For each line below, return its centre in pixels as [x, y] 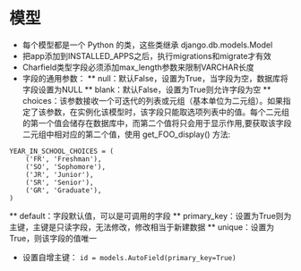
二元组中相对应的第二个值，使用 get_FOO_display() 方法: [126, 134]
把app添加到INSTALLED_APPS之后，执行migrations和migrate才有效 [146, 55]
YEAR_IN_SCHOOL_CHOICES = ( [62, 151]
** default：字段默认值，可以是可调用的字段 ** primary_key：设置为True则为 [150, 216]
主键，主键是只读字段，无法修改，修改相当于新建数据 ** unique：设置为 [142, 227]
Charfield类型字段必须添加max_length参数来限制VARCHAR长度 [138, 67]
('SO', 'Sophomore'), [65, 166]
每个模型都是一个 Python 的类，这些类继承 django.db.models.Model [147, 45]
